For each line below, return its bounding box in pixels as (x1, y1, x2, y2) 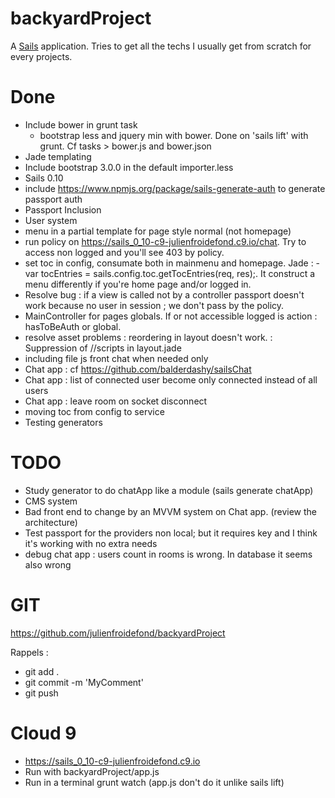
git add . (24, 665, 60, 677)
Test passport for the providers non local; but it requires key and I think (24, 527, 318, 539)
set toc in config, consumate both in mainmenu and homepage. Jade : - (24, 257, 321, 269)
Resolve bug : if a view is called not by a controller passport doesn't (24, 288, 305, 301)
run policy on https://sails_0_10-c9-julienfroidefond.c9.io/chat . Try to (24, 235, 307, 247)
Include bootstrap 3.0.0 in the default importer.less (24, 161, 234, 173)
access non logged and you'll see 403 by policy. (24, 246, 225, 258)
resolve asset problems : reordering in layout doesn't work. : (24, 331, 273, 343)
